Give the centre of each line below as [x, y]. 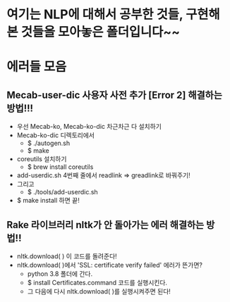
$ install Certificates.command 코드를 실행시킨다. [97, 283]
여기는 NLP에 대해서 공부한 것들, [95, 14]
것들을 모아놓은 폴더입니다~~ [101, 32]
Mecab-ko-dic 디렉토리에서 [55, 135]
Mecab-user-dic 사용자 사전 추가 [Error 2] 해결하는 [115, 95]
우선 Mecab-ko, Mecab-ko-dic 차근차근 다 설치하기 [89, 127]
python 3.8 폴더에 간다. [60, 274]
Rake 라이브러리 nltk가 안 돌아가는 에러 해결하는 [105, 225]
